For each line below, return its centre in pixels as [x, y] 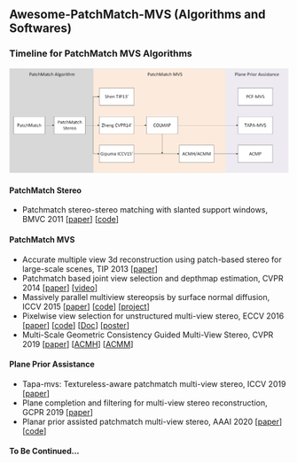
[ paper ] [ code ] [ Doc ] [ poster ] [76, 325]
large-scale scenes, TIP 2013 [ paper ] [90, 268]
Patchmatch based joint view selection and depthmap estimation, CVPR [152, 278]
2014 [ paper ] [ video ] [60, 288]
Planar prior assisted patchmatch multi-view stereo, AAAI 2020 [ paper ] [152, 421]
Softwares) [41, 29]
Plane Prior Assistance [52, 364]
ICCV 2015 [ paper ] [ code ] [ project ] [86, 306]
